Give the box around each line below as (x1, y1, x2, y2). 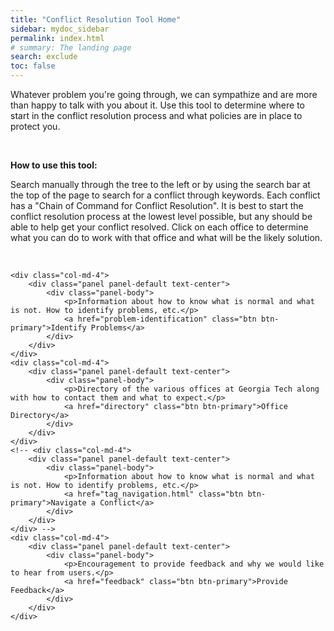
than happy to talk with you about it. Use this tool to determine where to (10, 99, 306, 111)
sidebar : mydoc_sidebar (10, 24, 110, 34)
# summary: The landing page (10, 42, 132, 53)
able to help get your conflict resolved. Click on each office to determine (10, 221, 309, 233)
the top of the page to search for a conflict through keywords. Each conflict (10, 189, 321, 201)
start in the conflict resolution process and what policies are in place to (10, 110, 303, 121)
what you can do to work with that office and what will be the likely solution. (10, 232, 323, 243)
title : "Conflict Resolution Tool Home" (10, 14, 182, 25)
